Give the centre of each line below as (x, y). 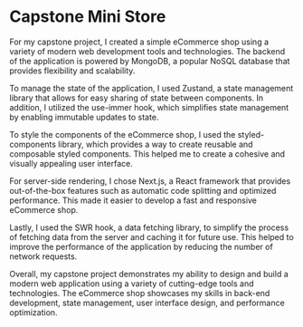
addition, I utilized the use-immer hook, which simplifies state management (149, 107)
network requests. (43, 256)
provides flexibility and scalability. (72, 71)
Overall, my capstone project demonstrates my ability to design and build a (149, 274)
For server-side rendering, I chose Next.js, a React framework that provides (150, 181)
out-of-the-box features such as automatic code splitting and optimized (143, 190)
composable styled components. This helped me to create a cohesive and (147, 154)
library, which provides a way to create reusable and (156, 144)
